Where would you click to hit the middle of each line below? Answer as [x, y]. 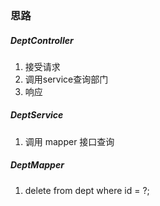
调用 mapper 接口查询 [69, 141]
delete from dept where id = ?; [87, 190]
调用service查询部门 [66, 79]
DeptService [37, 115]
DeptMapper [37, 165]
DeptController [42, 40]
